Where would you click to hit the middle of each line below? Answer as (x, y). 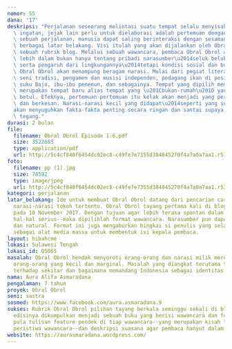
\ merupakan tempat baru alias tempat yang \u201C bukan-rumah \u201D (114, 91)
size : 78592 (31, 174)
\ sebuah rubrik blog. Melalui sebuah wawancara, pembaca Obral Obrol (117, 53)
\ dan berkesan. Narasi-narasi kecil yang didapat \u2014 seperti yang (115, 104)
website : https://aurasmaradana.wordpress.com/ (77, 335)
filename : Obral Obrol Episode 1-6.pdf (71, 135)
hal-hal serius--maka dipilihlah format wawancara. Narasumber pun (113, 219)
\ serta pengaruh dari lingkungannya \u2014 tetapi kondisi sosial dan (115, 65)
